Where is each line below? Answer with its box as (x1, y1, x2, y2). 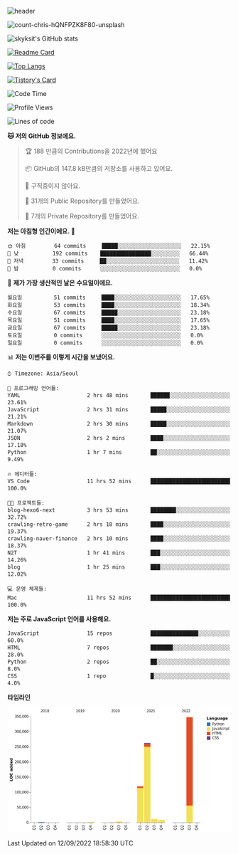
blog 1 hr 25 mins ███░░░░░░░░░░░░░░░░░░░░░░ (7, 564, 231, 571)
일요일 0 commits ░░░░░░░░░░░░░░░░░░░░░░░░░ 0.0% (7, 339, 204, 347)
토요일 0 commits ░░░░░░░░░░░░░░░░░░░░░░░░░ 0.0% (7, 332, 204, 339)
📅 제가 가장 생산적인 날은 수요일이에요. (7, 278, 114, 287)
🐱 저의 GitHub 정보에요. (7, 132, 76, 140)
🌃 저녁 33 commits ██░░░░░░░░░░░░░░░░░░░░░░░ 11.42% (7, 258, 208, 265)
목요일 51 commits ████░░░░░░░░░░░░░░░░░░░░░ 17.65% (7, 317, 210, 324)
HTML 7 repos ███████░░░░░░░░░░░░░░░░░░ (7, 644, 231, 651)
